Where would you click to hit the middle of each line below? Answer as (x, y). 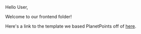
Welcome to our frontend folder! (39, 17)
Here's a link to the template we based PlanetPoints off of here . (71, 26)
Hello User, (17, 7)
